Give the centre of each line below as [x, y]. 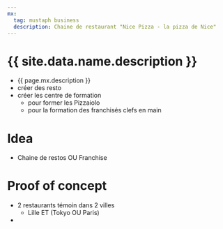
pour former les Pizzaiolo [64, 103]
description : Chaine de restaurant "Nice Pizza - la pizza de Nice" [115, 27]
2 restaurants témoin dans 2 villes [66, 205]
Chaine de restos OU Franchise [62, 158]
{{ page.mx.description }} [54, 80]
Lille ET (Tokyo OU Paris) [63, 213]
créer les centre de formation [59, 96]
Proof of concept [57, 186]
